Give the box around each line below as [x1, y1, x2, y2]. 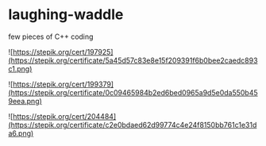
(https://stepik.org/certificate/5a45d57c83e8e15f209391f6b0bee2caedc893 [8, 56, 258, 65]
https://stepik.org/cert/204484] [13, 111, 117, 121]
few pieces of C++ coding [8, 32, 94, 41]
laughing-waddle [8, 6, 124, 24]
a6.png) [8, 129, 34, 138]
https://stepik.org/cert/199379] [13, 79, 114, 89]
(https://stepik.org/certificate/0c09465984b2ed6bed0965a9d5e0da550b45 [8, 87, 258, 97]
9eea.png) [8, 96, 42, 106]
